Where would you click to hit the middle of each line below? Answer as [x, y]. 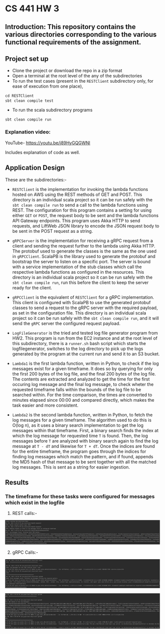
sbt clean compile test [29, 101]
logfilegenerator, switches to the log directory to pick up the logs [78, 349]
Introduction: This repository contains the [70, 27]
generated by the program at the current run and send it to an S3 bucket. [86, 354]
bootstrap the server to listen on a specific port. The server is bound [81, 261]
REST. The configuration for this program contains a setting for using [82, 210]
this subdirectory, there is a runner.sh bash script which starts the [79, 343]
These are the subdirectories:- [36, 180]
